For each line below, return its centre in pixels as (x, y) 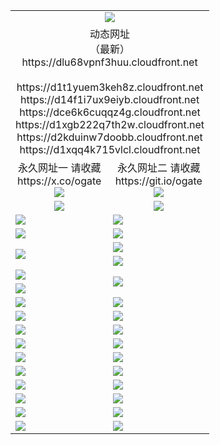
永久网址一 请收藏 (60, 167)
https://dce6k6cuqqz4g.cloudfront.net (110, 112)
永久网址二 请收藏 (159, 167)
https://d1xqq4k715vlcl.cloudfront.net (110, 149)
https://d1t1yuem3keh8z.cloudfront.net (110, 87)
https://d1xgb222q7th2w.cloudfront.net (110, 124)
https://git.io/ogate (158, 181)
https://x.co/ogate (59, 181)
